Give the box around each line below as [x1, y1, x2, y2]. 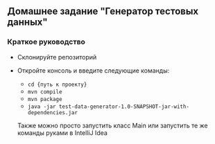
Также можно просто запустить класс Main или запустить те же [17, 121, 208, 129]
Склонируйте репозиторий [17, 53, 97, 61]
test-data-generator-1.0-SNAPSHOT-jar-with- [58, 103, 189, 110]
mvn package [27, 96, 62, 102]
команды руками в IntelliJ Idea [17, 128, 108, 137]
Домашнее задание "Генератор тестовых [7, 6, 199, 17]
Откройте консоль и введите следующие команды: [17, 66, 170, 75]
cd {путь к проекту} [27, 81, 87, 88]
